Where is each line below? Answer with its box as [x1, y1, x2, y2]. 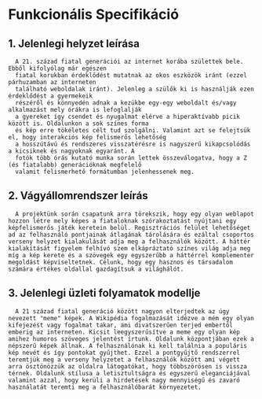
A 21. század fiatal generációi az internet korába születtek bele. [15, 57, 244, 65]
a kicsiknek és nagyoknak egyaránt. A [8, 147, 135, 155]
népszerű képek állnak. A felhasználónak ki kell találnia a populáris [8, 342, 247, 349]
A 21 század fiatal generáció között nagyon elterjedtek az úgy [15, 307, 230, 316]
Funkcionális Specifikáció [8, 6, 179, 24]
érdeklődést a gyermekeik [8, 92, 93, 100]
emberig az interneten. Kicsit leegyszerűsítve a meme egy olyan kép [8, 328, 241, 336]
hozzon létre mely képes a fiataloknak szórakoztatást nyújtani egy [8, 216, 237, 225]
